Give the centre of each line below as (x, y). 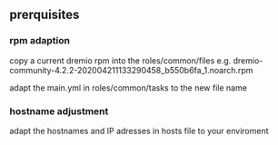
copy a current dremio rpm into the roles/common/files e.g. (120, 60)
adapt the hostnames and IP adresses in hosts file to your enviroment (139, 130)
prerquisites (45, 15)
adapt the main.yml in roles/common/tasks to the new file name (129, 87)
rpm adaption (40, 41)
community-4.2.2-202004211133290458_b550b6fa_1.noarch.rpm (131, 70)
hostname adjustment (59, 111)
